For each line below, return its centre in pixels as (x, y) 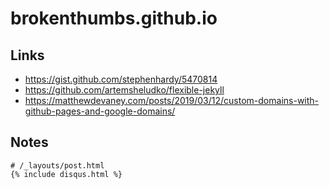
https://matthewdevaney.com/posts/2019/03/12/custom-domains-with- (172, 100)
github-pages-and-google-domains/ (100, 111)
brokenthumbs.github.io (114, 18)
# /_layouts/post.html (57, 165)
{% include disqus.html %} (66, 174)
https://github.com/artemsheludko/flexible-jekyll (124, 90)
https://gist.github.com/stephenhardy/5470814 (121, 79)
